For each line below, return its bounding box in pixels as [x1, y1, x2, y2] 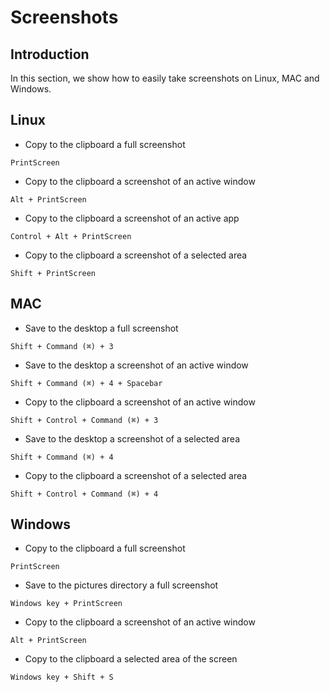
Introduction [10, 46, 90, 63]
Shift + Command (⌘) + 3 [10, 341, 114, 351]
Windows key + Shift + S [10, 672, 114, 683]
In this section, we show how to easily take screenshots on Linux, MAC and [10, 72, 320, 84]
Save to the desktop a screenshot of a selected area [24, 432, 241, 445]
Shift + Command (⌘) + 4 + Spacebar [10, 378, 163, 388]
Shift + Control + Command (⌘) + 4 [10, 489, 159, 499]
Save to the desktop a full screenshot [24, 322, 179, 334]
